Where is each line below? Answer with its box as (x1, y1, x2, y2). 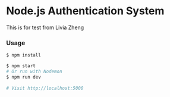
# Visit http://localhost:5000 (6, 85, 84, 91)
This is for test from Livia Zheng (6, 24, 84, 31)
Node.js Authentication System (6, 4, 165, 18)
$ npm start (6, 63, 36, 69)
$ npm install (6, 52, 42, 58)
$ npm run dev (6, 74, 42, 80)
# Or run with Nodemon (6, 68, 62, 74)
